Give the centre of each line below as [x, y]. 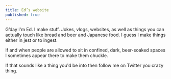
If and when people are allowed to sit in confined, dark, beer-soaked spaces [86, 50]
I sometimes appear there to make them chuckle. [57, 55]
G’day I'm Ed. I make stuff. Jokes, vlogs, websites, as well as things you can [85, 29]
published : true [22, 15]
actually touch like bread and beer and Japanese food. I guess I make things [86, 35]
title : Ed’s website [27, 10]
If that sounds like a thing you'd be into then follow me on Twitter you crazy [84, 65]
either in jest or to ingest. [31, 40]
